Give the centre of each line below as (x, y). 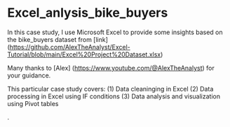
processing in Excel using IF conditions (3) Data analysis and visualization (114, 96)
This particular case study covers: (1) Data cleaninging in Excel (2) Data (110, 89)
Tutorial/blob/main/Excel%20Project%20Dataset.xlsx (84, 54)
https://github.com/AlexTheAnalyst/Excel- (70, 47)
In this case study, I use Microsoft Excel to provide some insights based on (115, 32)
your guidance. (29, 75)
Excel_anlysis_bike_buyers (88, 13)
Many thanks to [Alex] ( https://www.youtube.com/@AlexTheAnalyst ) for (111, 68)
